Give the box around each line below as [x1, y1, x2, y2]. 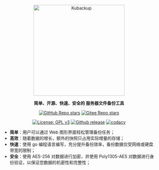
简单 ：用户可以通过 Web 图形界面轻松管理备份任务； [9, 129, 115, 135]
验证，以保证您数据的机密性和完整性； [14, 160, 91, 165]
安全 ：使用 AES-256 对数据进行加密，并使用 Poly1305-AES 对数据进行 [9, 154, 150, 159]
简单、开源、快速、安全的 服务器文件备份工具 [33, 100, 125, 106]
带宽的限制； [9, 148, 35, 153]
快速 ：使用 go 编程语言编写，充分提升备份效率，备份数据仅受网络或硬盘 [9, 141, 154, 147]
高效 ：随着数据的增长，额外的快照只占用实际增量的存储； [9, 136, 125, 141]
